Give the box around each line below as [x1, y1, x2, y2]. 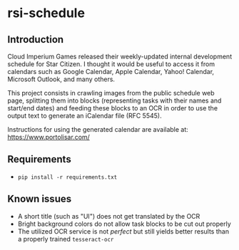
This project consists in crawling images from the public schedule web [7, 89, 215, 97]
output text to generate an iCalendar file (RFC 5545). [7, 112, 162, 120]
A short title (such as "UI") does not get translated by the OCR [17, 212, 200, 220]
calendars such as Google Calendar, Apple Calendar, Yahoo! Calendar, [7, 68, 215, 75]
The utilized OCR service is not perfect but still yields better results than [17, 226, 230, 236]
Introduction [7, 33, 64, 46]
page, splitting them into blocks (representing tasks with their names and [7, 96, 222, 105]
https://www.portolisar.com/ [7, 133, 91, 141]
